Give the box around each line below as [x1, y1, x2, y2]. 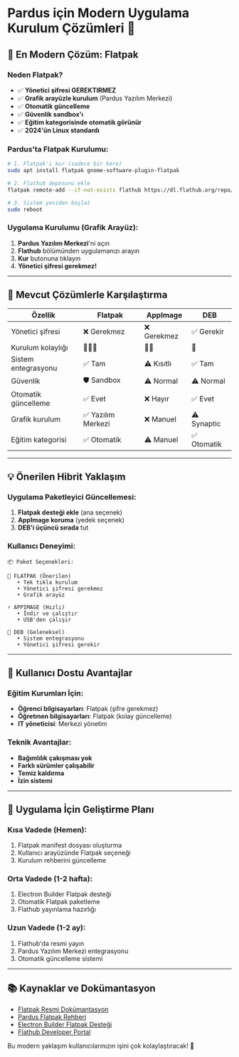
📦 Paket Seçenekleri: [7, 558, 75, 565]
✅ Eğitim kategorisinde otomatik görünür [17, 117, 142, 126]
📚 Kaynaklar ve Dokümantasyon [7, 982, 156, 994]
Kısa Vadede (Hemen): [7, 824, 87, 834]
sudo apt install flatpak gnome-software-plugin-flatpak [7, 167, 180, 174]
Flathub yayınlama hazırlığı [17, 905, 96, 914]
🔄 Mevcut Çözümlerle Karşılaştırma [7, 289, 168, 301]
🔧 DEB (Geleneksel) [7, 629, 65, 636]
